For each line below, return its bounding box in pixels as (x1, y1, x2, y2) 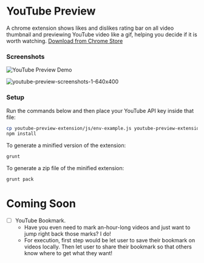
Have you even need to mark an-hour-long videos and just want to (24, 224, 191, 231)
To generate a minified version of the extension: (6, 142, 126, 149)
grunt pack (6, 176, 34, 183)
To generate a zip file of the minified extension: (6, 165, 124, 172)
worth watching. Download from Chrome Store (6, 37, 123, 44)
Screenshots (6, 52, 45, 61)
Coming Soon (6, 197, 76, 211)
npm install (6, 131, 36, 137)
